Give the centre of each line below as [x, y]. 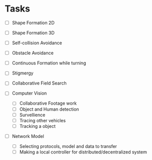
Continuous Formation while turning [49, 63]
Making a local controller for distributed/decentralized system [83, 152]
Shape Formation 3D [33, 33]
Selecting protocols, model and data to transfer [68, 146]
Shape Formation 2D [33, 23]
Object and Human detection [49, 109]
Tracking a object [37, 126]
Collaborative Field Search [39, 83]
